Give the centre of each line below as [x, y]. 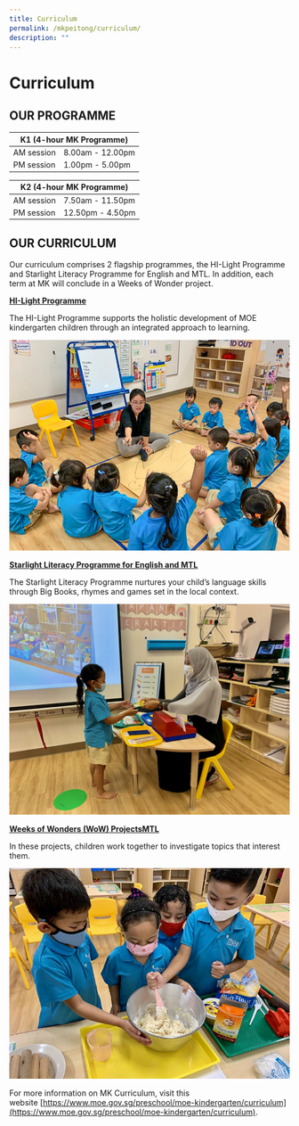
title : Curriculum [43, 19]
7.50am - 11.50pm [100, 200]
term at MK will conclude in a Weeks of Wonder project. [111, 284]
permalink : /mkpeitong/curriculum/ [75, 28]
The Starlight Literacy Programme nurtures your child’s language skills [138, 582]
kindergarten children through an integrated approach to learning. [130, 328]
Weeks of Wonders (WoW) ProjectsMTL [85, 829]
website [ [26, 1103]
